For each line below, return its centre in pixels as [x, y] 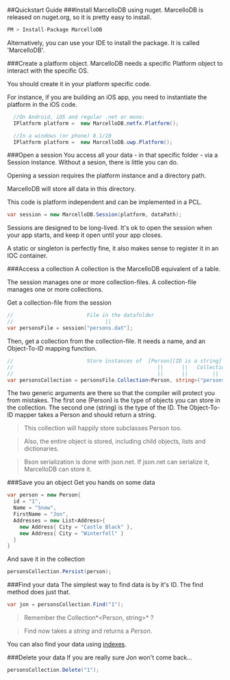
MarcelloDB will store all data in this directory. [72, 189]
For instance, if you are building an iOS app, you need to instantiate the [107, 97]
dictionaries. [41, 449]
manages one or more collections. [55, 290]
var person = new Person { [44, 495]
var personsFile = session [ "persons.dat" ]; [70, 328]
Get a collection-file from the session [59, 303]
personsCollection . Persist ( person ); [59, 572]
